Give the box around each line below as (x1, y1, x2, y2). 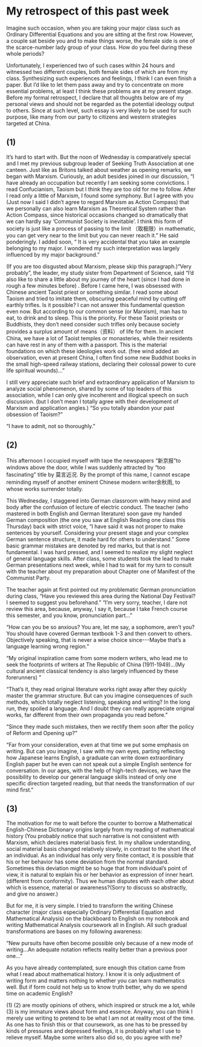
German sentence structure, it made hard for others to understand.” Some (6, 535, 190, 543)
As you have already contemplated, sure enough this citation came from (6, 964, 186, 971)
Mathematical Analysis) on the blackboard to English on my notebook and (6, 915, 189, 922)
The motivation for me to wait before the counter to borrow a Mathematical (6, 819, 192, 827)
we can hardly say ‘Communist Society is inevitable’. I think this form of (6, 217, 183, 225)
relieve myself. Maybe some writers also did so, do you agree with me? (6, 1034, 183, 1041)
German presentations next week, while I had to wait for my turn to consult (6, 561, 192, 569)
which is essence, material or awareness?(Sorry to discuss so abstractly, (6, 884, 188, 891)
